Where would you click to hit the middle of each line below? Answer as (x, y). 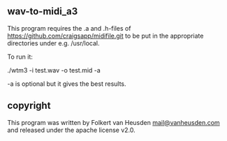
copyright (29, 106)
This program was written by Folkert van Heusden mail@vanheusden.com (113, 122)
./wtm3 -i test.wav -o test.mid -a (54, 70)
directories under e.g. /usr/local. (53, 43)
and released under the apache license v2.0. (72, 130)
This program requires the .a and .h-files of (69, 28)
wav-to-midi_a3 (43, 12)
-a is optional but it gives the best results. (67, 84)
